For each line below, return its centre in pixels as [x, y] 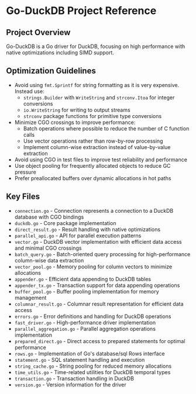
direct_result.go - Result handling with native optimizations [87, 229]
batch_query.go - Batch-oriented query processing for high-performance [102, 254]
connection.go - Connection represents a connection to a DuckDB [94, 210]
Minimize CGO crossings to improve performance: [75, 122]
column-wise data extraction [49, 260]
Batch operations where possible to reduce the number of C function [106, 128]
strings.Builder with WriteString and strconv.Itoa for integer [99, 97]
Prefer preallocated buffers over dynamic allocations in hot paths [93, 178]
